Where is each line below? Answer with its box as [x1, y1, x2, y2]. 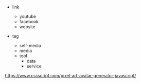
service [26, 63, 42, 69]
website [19, 24, 35, 30]
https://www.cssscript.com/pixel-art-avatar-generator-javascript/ [5, 73, 136, 78]
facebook [19, 19, 39, 24]
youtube [19, 14, 36, 19]
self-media [19, 43, 41, 48]
